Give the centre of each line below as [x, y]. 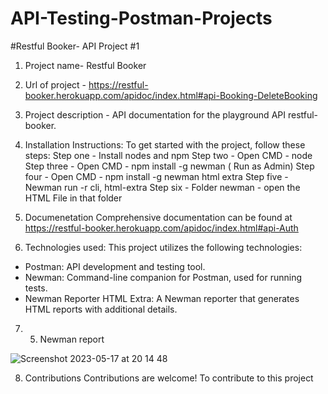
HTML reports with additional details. [101, 309]
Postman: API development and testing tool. [115, 266]
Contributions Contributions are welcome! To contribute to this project [169, 378]
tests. [36, 288]
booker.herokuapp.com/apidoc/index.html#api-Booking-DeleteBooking [171, 95]
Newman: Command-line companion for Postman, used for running [163, 277]
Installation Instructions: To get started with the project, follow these [165, 144]
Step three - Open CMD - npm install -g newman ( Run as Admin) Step [169, 166]
